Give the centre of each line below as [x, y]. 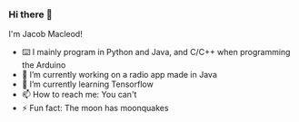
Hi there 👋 [31, 14]
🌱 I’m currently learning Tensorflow [87, 84]
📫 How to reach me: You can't [79, 95]
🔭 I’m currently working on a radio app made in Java [119, 75]
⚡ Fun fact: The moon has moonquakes [95, 108]
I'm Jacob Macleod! [45, 34]
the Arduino [44, 65]
